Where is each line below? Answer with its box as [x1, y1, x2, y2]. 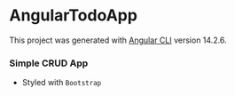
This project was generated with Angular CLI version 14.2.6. [9, 35, 228, 45]
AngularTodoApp [9, 5, 137, 26]
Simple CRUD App [9, 57, 89, 69]
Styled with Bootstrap [21, 77, 102, 88]
